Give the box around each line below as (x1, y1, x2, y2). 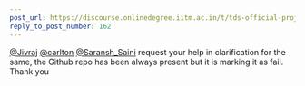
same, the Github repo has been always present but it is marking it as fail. (9, 56, 284, 67)
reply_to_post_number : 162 (9, 22, 112, 31)
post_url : (9, 13, 47, 23)
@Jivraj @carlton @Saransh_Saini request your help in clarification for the (9, 46, 286, 57)
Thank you (9, 65, 50, 77)
